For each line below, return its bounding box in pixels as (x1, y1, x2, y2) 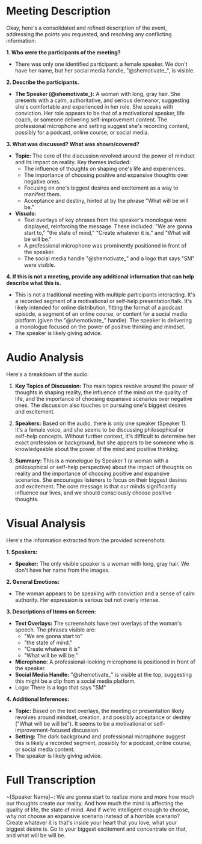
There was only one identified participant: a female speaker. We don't (14, 60, 188, 68)
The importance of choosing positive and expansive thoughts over (23, 171, 189, 179)
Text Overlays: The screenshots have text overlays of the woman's (14, 619, 182, 627)
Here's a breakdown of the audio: (6, 370, 89, 378)
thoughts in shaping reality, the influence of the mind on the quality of (14, 388, 188, 396)
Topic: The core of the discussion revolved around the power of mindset (14, 152, 195, 159)
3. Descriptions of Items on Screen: (6, 608, 96, 615)
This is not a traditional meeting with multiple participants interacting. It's (14, 291, 195, 298)
